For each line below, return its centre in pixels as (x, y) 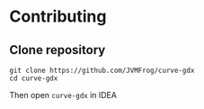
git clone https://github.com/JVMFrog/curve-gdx (102, 70)
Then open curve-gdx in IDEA (63, 95)
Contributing (58, 17)
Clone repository (58, 50)
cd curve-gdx (34, 78)
